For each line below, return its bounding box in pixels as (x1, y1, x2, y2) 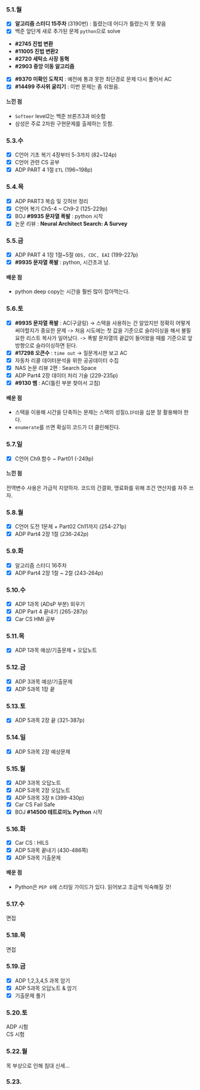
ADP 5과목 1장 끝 (14, 685, 55, 692)
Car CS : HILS (14, 839, 49, 846)
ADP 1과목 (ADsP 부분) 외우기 (14, 600, 85, 607)
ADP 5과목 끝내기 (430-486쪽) (14, 847, 88, 854)
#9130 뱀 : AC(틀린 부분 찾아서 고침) (14, 380, 100, 387)
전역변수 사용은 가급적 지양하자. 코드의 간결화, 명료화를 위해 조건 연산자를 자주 (6, 484, 188, 491)
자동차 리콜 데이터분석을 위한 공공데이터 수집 (14, 357, 119, 364)
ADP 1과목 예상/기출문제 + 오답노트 (14, 646, 97, 654)
